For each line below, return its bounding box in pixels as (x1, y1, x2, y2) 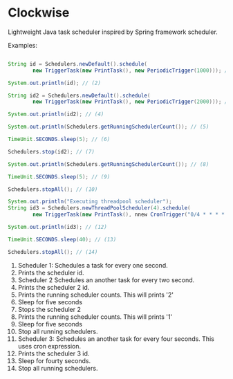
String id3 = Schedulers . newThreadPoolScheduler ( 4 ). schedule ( (8, 205, 191, 212)
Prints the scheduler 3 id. (17, 349, 90, 358)
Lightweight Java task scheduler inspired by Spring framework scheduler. (8, 28, 218, 36)
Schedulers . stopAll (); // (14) (8, 248, 98, 255)
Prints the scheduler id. (17, 268, 84, 277)
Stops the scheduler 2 (17, 305, 82, 313)
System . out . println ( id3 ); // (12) (8, 223, 108, 231)
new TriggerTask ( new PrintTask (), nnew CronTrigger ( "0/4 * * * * (32, 211, 225, 219)
